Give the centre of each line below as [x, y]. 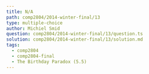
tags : [13, 45]
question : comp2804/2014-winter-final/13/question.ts [75, 34]
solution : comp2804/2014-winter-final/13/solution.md [75, 39]
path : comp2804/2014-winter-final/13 [53, 17]
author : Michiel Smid [33, 28]
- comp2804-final [33, 56]
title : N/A [20, 12]
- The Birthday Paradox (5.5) [49, 61]
